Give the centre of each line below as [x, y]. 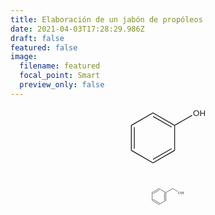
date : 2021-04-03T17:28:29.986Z [77, 29]
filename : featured [60, 66]
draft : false [37, 38]
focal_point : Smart [60, 76]
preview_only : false [62, 85]
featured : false [44, 47]
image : [24, 57]
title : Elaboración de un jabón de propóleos [106, 19]
